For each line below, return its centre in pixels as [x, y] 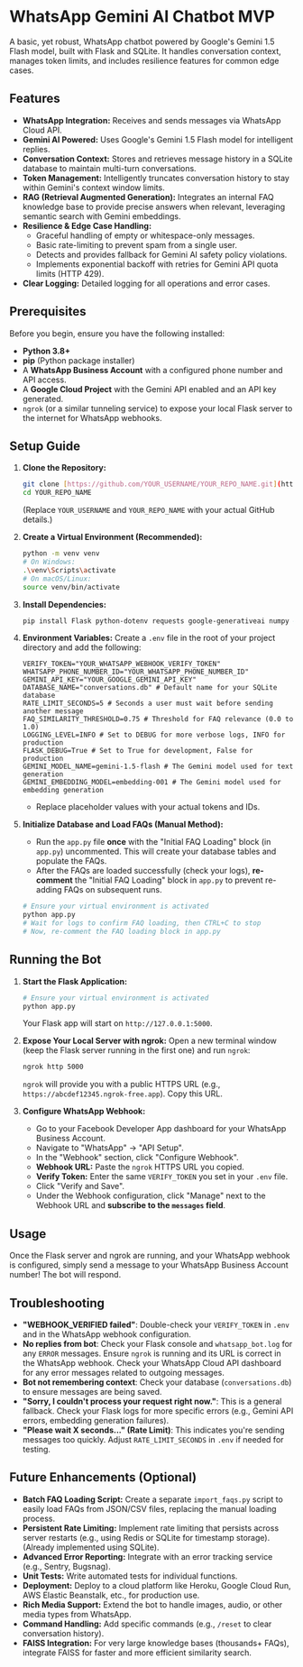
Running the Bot [55, 960]
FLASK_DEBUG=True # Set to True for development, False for [138, 751]
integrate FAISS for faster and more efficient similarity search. [137, 1653]
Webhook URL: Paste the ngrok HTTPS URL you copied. [140, 1167]
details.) [37, 519]
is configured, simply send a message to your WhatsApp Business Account [149, 1265]
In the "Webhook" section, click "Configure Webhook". [137, 1158]
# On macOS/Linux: [57, 579]
